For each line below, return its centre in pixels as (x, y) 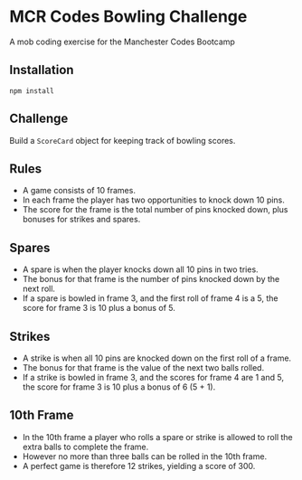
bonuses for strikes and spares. (81, 220)
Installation (42, 70)
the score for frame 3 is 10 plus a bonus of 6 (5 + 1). (119, 387)
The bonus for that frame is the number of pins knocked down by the (151, 279)
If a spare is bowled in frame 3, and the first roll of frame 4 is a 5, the (150, 298)
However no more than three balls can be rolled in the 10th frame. (145, 456)
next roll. (39, 289)
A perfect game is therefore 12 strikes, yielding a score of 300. (139, 466)
